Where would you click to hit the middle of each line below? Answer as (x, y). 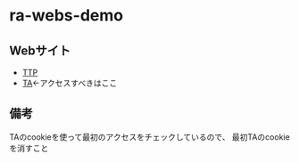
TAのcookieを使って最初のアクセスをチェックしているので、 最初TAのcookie (149, 137)
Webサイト (40, 50)
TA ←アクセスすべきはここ (70, 83)
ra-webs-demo (66, 16)
